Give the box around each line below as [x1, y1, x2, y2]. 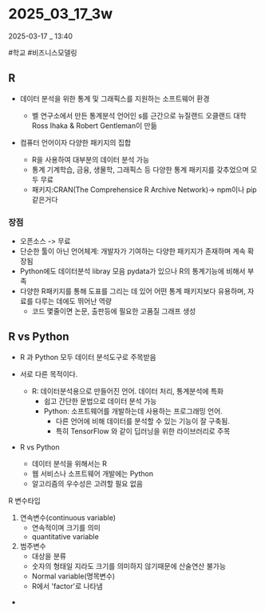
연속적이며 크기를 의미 [31, 522, 101, 532]
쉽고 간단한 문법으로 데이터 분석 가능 [43, 396, 157, 406]
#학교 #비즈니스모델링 [8, 47, 77, 57]
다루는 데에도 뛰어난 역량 [34, 297, 112, 306]
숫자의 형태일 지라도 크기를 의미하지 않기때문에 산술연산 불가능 [31, 561, 226, 570]
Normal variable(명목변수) [31, 571, 116, 581]
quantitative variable [31, 531, 100, 541]
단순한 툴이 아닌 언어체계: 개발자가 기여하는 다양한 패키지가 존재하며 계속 [19, 246, 246, 256]
